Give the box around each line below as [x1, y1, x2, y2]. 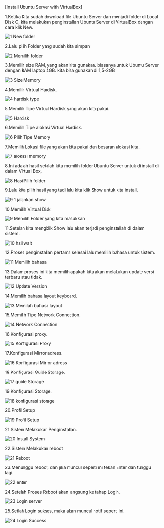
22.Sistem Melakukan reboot [5, 445, 63, 451]
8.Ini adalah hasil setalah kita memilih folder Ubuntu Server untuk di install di [5, 163, 159, 169]
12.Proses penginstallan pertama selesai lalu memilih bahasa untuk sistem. [5, 249, 155, 255]
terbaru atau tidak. [5, 274, 43, 280]
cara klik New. [5, 24, 34, 30]
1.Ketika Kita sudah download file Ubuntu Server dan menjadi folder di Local [5, 14, 158, 19]
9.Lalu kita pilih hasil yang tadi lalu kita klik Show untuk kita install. [5, 187, 138, 193]
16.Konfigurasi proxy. [5, 331, 47, 337]
